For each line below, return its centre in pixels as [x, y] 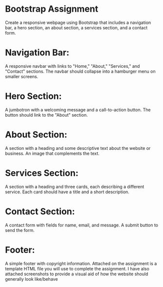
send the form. [20, 230]
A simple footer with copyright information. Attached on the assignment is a [81, 263]
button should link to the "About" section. [46, 115]
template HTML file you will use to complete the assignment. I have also [77, 268]
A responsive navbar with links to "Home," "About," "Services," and [72, 66]
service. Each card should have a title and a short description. [67, 192]
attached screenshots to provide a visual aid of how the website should [77, 274]
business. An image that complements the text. [52, 153]
